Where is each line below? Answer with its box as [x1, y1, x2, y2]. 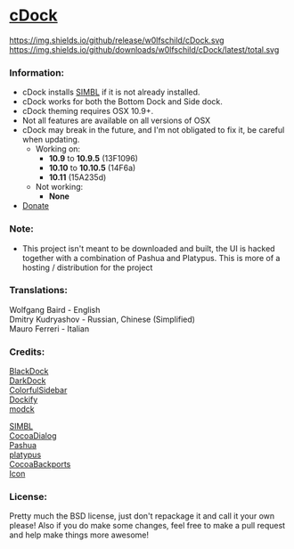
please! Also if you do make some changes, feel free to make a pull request [9, 520, 286, 531]
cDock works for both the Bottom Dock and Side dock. [21, 96, 223, 107]
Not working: [35, 182, 84, 193]
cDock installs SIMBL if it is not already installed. [21, 86, 200, 98]
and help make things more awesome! [9, 529, 150, 540]
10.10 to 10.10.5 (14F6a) [48, 162, 136, 174]
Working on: [35, 143, 81, 154]
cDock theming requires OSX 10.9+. [21, 106, 154, 117]
